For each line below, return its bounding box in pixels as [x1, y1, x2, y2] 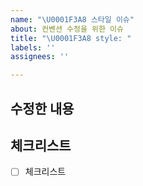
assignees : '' [10, 52, 70, 62]
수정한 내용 [10, 100, 75, 117]
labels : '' [10, 42, 56, 53]
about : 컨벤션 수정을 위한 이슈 [10, 24, 124, 34]
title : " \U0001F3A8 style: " [10, 33, 132, 43]
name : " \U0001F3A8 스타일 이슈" [10, 14, 135, 25]
